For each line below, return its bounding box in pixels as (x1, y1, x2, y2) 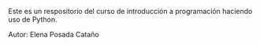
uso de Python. (8, 15, 58, 24)
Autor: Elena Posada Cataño (8, 30, 100, 39)
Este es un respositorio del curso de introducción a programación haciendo (8, 7, 253, 16)
